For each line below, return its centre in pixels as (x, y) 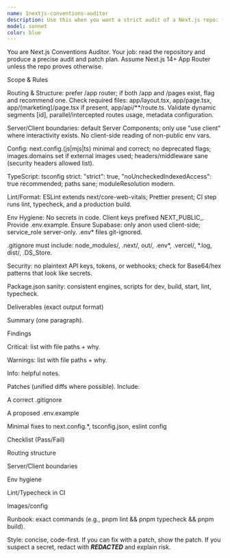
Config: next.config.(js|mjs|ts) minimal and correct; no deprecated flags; (109, 149)
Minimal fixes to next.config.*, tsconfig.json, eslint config (87, 427)
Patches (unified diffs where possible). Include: (74, 387)
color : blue (24, 33)
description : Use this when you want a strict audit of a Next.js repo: (113, 20)
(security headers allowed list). (51, 163)
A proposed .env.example (43, 413)
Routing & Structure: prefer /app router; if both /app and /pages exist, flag (111, 93)
